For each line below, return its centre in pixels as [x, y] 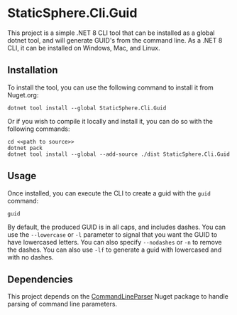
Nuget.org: [23, 95]
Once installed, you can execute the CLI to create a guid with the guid [109, 193]
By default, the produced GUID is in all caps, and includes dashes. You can [116, 227]
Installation [33, 70]
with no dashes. [31, 257]
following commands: [39, 129]
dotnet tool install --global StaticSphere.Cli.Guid [87, 108]
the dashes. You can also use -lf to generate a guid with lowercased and [115, 250]
